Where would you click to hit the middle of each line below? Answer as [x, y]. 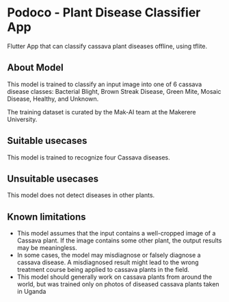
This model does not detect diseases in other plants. [81, 195]
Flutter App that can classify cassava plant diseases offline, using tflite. [107, 46]
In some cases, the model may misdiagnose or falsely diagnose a [109, 255]
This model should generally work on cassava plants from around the [114, 277]
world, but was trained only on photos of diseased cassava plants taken [118, 284]
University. [22, 119]
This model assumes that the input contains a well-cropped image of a [116, 234]
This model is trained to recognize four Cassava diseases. [89, 157]
